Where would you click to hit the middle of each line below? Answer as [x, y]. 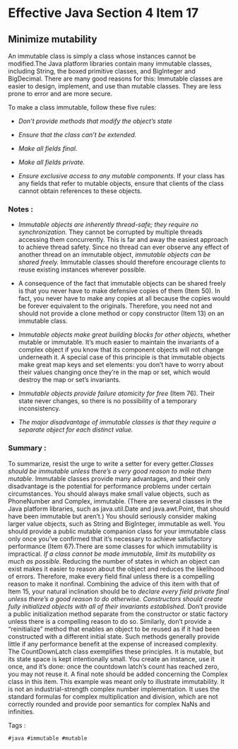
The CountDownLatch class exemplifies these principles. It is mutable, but [116, 651]
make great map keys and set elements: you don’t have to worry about [121, 365]
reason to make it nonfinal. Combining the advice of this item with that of [114, 583]
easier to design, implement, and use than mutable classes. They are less [115, 86]
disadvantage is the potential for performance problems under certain [109, 486]
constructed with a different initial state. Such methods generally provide [114, 636]
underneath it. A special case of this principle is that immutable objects [121, 357]
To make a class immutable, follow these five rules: [82, 107]
